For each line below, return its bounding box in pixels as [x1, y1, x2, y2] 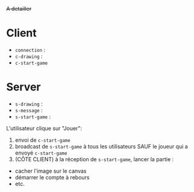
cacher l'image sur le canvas [14, 167, 87, 174]
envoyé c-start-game [14, 149, 67, 156]
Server [6, 80, 41, 94]
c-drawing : [14, 53, 43, 60]
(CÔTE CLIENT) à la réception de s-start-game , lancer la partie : [14, 155, 174, 162]
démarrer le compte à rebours [14, 173, 90, 181]
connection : [14, 46, 46, 53]
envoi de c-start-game [14, 136, 70, 144]
